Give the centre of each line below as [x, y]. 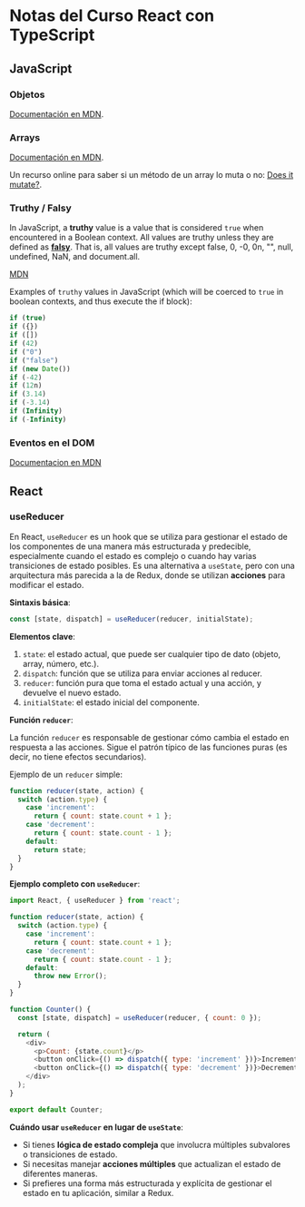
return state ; [60, 849]
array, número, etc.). [61, 663]
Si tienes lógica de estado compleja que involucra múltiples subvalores [156, 1144]
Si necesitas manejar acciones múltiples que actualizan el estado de [152, 1163]
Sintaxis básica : [40, 602]
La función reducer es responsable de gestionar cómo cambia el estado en [149, 737]
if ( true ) [28, 319]
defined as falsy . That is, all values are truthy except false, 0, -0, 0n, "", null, [152, 247]
